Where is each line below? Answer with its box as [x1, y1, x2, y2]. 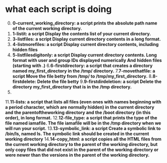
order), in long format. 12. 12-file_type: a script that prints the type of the [5, 114, 158, 120]
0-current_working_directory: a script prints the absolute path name [12, 20, 158, 26]
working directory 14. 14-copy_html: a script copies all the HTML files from [5, 136, 162, 142]
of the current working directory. [12, 25, 82, 31]
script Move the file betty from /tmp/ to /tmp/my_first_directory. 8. [12, 73, 153, 79]
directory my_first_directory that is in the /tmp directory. [12, 83, 132, 89]
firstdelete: [12, 78, 36, 84]
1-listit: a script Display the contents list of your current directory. [12, 30, 151, 36]
